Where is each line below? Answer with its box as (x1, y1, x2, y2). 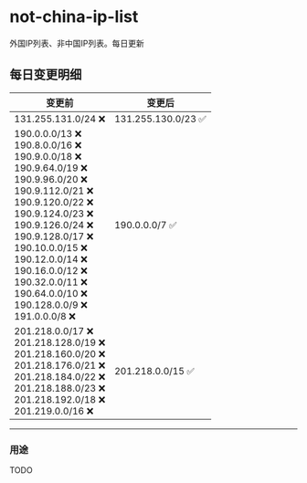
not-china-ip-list (9, 6, 139, 27)
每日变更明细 (9, 67, 82, 83)
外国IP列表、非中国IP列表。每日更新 (9, 37, 144, 48)
